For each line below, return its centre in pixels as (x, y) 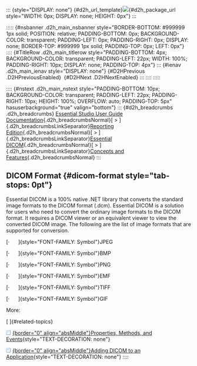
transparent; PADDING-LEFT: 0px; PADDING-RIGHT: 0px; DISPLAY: (108, 40)
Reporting (102, 126)
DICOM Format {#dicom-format (65, 176)
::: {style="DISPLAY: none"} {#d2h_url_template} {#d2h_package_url (91, 10)
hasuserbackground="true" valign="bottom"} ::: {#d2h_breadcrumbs (90, 108)
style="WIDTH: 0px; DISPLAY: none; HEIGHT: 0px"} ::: (71, 16)
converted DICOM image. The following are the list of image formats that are (98, 224)
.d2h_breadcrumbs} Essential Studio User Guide (65, 114)
